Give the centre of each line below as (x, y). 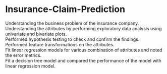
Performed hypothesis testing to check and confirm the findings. (72, 39)
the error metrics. (23, 55)
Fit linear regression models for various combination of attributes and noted (84, 50)
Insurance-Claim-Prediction (65, 9)
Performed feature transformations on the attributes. (60, 44)
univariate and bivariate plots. (36, 34)
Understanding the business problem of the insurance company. (72, 23)
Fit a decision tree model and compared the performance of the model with (83, 60)
